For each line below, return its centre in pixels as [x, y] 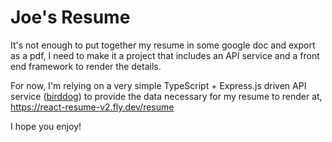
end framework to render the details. [86, 66]
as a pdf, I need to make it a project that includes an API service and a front [165, 55]
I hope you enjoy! [46, 126]
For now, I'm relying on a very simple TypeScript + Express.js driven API [158, 85]
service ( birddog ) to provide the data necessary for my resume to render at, [166, 96]
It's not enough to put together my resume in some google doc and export [163, 45]
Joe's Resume [70, 17]
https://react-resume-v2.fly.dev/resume [92, 107]
